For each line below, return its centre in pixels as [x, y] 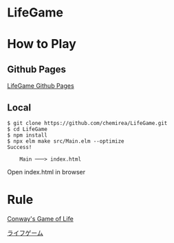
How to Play [42, 44]
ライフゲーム [25, 233]
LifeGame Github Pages [41, 86]
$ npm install [28, 135]
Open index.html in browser [46, 172]
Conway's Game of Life [40, 218]
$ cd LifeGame [28, 129]
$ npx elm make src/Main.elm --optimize [66, 141]
